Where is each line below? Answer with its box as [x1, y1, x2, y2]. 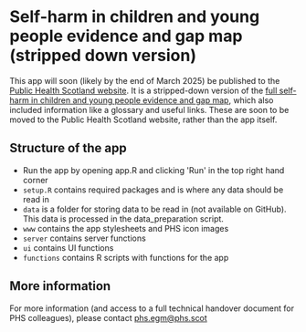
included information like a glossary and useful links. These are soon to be [9, 104, 290, 115]
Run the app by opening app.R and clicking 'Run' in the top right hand [22, 164, 285, 175]
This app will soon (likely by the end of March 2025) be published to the [9, 75, 280, 86]
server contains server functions [22, 233, 146, 244]
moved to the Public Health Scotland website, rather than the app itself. [9, 114, 278, 125]
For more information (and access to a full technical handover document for [9, 303, 295, 314]
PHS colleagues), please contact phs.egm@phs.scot [9, 312, 207, 323]
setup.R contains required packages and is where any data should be [22, 184, 284, 195]
